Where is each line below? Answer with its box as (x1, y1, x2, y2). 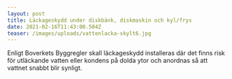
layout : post (7, 10, 45, 17)
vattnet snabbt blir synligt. (7, 64, 82, 72)
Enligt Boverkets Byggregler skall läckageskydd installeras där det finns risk (7, 49, 225, 57)
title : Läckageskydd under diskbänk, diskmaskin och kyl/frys (7, 17, 192, 24)
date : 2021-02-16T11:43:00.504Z (7, 23, 101, 30)
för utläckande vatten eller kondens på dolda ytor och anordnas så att (7, 57, 208, 65)
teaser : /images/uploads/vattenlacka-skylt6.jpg (7, 29, 152, 37)
